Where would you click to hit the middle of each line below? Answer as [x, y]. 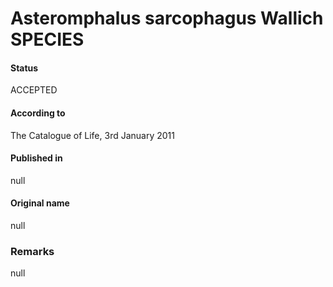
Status [24, 68]
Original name [40, 203]
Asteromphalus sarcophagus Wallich [167, 18]
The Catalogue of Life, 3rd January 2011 [92, 135]
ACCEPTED [34, 90]
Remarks [32, 251]
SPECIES [47, 39]
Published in [36, 158]
